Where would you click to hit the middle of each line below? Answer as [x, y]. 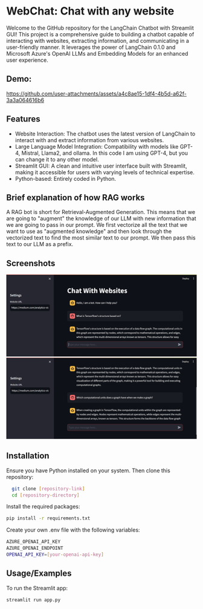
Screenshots [31, 263]
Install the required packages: [43, 507]
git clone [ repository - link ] [48, 489]
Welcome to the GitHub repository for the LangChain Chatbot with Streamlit [100, 28]
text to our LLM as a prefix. [40, 244]
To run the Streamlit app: [37, 588]
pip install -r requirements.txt [48, 518]
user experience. [27, 60]
